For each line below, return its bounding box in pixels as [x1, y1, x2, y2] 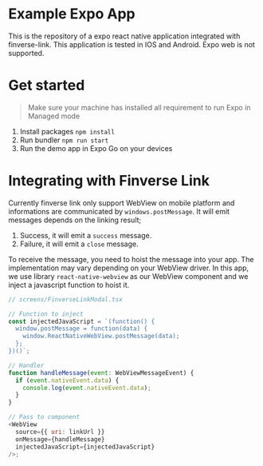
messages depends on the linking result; [8, 215, 142, 225]
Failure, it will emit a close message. [19, 239, 139, 249]
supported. [8, 48, 45, 58]
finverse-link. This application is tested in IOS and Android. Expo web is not [8, 39, 255, 49]
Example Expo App [8, 5, 135, 23]
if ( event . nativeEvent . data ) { [15, 376, 120, 384]
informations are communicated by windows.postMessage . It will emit [8, 206, 230, 216]
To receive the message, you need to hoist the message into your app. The [8, 254, 254, 264]
